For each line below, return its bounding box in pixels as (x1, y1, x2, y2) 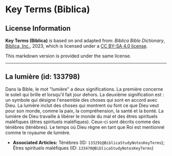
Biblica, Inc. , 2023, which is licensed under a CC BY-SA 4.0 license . (5, 43, 148, 49)
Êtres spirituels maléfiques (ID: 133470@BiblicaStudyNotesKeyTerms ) (12, 145, 154, 151)
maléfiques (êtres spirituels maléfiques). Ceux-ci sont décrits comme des (5, 119, 160, 125)
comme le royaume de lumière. (5, 129, 71, 136)
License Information (5, 24, 71, 33)
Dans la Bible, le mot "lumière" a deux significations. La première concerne (5, 86, 163, 92)
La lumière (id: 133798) (5, 73, 80, 81)
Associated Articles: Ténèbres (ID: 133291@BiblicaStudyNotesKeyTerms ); (12, 139, 165, 145)
